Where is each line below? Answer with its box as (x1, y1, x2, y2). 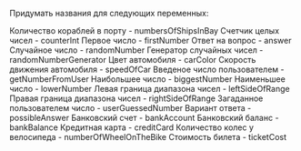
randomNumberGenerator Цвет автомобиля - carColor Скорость (9, 55, 256, 65)
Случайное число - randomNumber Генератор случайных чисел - (9, 45, 264, 55)
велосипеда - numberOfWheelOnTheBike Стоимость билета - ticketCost (9, 132, 286, 142)
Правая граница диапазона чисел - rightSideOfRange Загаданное (9, 93, 264, 104)
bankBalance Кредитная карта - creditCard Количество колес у (9, 122, 255, 133)
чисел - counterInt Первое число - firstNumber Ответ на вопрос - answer (9, 35, 292, 45)
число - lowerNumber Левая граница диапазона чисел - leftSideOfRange (9, 84, 290, 94)
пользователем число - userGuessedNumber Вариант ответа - (9, 103, 252, 113)
